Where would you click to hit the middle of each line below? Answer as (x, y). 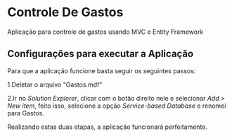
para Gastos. (26, 113)
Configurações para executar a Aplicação (101, 54)
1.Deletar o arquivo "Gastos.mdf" (55, 84)
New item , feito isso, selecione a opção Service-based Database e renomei (117, 106)
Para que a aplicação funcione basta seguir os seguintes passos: (102, 70)
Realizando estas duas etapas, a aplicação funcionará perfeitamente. (107, 127)
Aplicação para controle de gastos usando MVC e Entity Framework (105, 32)
